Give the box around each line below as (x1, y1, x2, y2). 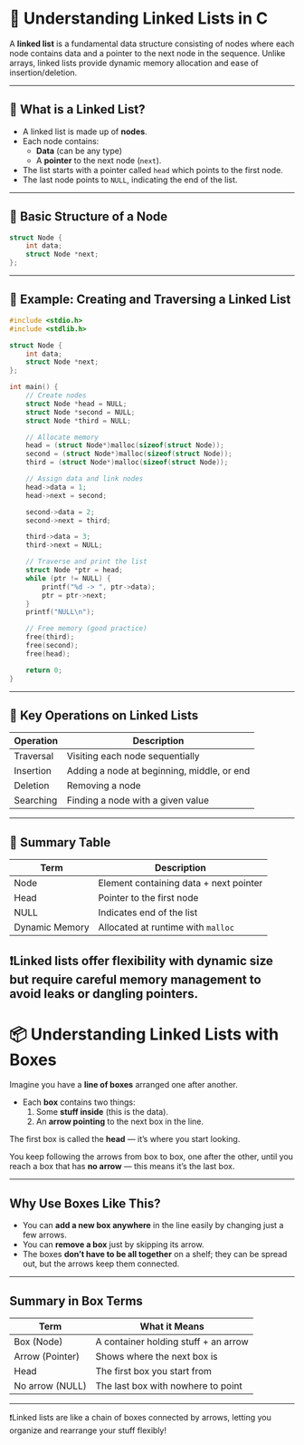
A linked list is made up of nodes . (22, 126, 147, 137)
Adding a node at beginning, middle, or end (66, 765, 251, 777)
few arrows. (22, 1229, 68, 1241)
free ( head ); (25, 649, 71, 659)
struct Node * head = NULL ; (25, 399, 128, 408)
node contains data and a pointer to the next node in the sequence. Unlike (9, 47, 286, 58)
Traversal (14, 750, 54, 763)
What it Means (139, 1320, 205, 1333)
